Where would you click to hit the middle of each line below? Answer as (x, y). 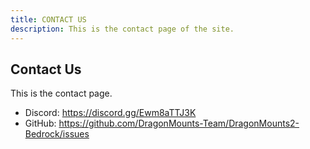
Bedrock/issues (57, 134)
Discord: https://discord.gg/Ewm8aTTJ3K (110, 113)
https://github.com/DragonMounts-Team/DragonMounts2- (179, 123)
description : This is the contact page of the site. (122, 29)
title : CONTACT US (48, 19)
